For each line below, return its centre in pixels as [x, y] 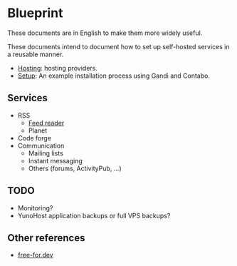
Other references [46, 238]
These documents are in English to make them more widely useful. [105, 33]
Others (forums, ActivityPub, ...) [75, 168]
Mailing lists [46, 153]
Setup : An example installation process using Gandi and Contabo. [114, 76]
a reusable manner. [36, 54]
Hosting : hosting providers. [58, 68]
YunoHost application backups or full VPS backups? [94, 215]
